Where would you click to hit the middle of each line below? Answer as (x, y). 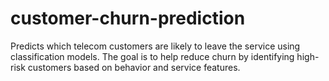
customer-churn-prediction (128, 18)
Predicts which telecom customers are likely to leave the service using (155, 46)
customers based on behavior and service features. (134, 67)
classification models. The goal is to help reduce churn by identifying (152, 56)
